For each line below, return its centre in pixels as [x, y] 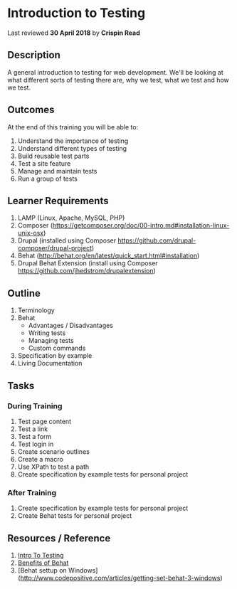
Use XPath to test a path [53, 467]
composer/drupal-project [55, 248]
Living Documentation [50, 364]
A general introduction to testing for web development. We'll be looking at [116, 72]
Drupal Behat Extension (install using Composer [88, 263]
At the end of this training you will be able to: [73, 127]
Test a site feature [44, 163]
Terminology [36, 310]
